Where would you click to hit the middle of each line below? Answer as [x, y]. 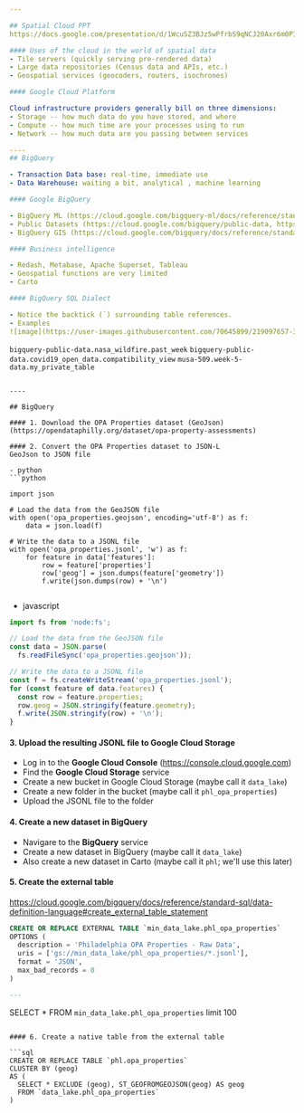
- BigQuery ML [36, 215]
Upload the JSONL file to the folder [88, 801]
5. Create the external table [62, 882]
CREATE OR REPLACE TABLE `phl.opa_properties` [99, 1061]
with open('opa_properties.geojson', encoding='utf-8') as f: [129, 518]
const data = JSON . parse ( [58, 647]
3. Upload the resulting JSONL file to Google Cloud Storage [122, 742]
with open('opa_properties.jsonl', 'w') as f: [99, 549]
